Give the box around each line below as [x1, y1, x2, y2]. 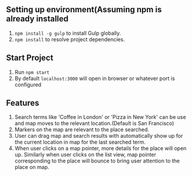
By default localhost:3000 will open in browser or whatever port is [14, 75, 175, 82]
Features [6, 98, 39, 108]
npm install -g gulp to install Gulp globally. [14, 29, 122, 36]
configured [14, 81, 42, 88]
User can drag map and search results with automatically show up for [14, 132, 183, 140]
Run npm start [14, 68, 50, 75]
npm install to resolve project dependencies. [14, 35, 125, 43]
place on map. [14, 164, 50, 171]
